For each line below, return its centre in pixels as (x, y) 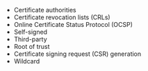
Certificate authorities (45, 10)
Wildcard (27, 61)
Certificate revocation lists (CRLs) (62, 17)
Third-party (30, 39)
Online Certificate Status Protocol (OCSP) (73, 24)
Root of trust (32, 47)
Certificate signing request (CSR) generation (77, 54)
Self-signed (30, 32)
